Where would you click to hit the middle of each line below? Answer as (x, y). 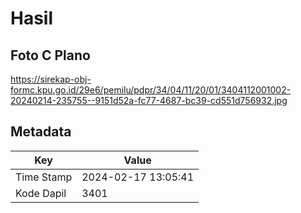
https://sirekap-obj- (51, 79)
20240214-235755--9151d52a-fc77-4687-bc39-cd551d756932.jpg (149, 100)
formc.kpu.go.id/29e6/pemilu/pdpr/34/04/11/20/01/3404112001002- (151, 90)
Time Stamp (44, 177)
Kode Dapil (41, 193)
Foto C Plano (50, 55)
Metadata (41, 132)
